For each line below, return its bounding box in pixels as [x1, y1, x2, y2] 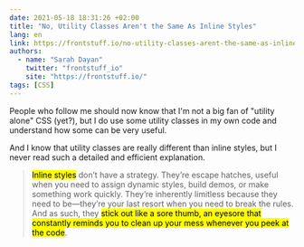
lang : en [9, 30, 43, 39]
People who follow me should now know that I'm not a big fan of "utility [9, 105, 275, 116]
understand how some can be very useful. [9, 124, 167, 136]
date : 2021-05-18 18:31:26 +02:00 [9, 13, 140, 23]
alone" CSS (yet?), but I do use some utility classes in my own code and [9, 115, 278, 126]
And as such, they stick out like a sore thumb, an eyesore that [31, 207, 261, 218]
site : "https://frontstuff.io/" [25, 72, 147, 81]
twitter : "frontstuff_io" [25, 64, 124, 73]
